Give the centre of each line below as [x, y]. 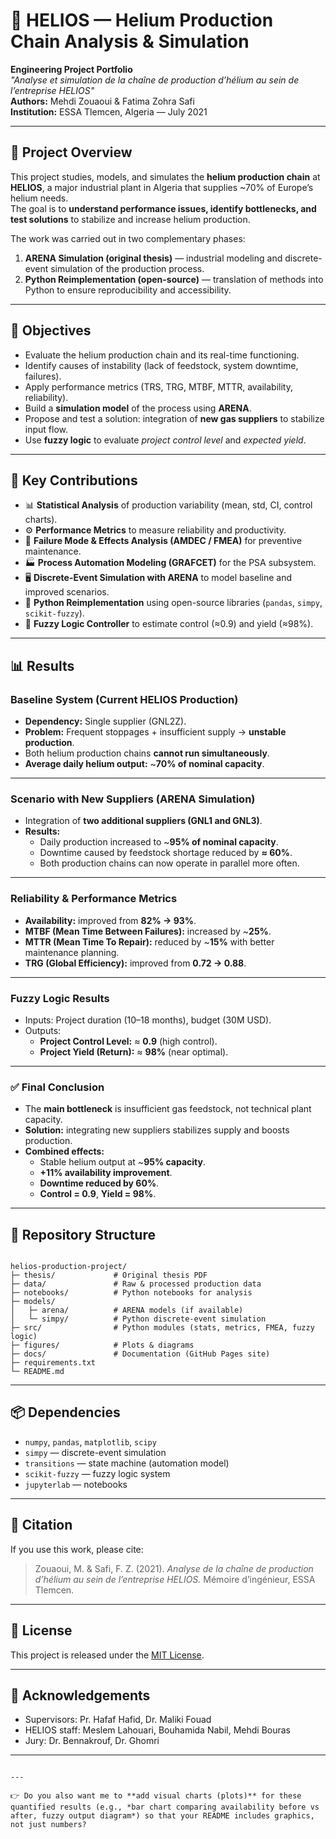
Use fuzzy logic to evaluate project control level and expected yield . [165, 440]
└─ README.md [37, 1372]
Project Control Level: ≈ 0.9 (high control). [128, 1041]
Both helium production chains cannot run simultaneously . [147, 753]
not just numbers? [48, 1825]
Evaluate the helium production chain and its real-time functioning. [162, 355]
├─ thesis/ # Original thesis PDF [109, 1275]
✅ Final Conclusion [57, 1087]
